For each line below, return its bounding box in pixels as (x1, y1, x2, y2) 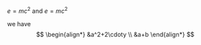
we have (7, 19, 31, 28)
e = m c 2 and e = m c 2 (7, 6, 68, 15)
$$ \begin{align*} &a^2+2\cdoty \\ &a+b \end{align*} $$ (36, 30, 195, 38)
